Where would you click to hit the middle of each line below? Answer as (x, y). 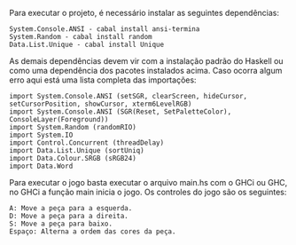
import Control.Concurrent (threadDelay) (87, 143)
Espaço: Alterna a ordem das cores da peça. (93, 232)
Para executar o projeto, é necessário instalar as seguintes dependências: (144, 13)
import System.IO (41, 135)
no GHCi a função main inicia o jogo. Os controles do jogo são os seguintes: (148, 192)
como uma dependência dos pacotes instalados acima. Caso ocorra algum (146, 71)
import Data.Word (41, 166)
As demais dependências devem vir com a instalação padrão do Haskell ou (146, 61)
